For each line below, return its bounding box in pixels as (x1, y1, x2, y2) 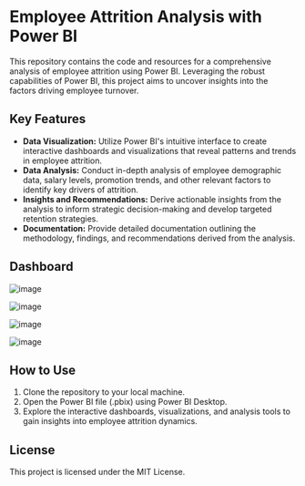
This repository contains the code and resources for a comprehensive (9, 56, 271, 67)
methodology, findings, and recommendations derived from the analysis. (22, 233, 296, 243)
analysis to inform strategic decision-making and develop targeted (22, 203, 272, 214)
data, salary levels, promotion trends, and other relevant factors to (22, 174, 271, 185)
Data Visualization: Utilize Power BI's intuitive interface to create (22, 135, 267, 147)
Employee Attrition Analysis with (9, 6, 262, 27)
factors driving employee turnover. (9, 85, 139, 96)
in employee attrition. (22, 155, 103, 166)
